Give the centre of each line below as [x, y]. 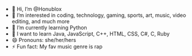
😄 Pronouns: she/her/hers [44, 40]
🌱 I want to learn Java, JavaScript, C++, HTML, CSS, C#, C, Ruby [90, 34]
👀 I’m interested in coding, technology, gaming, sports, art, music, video [99, 15]
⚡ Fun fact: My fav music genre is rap [57, 46]
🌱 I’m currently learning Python [49, 27]
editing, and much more [40, 21]
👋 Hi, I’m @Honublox [37, 9]
